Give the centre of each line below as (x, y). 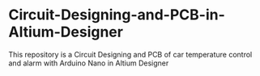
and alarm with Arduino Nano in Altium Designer (89, 63)
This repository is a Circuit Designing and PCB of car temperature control (130, 54)
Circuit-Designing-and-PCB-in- (117, 15)
